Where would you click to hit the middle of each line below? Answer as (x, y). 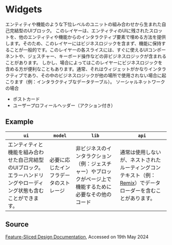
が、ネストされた (141, 160)
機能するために (93, 187)
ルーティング (135, 167)
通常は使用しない (141, 152)
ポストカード (26, 99)
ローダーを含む (138, 190)
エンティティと (26, 144)
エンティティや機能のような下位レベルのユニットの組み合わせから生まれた (84, 24)
